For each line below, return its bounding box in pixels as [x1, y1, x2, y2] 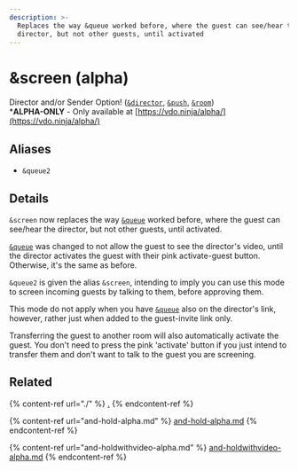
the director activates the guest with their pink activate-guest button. [9, 250, 261, 261]
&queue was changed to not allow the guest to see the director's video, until [9, 240, 284, 251]
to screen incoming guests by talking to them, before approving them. [9, 286, 264, 297]
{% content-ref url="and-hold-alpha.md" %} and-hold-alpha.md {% [9, 415, 258, 426]
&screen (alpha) [9, 67, 129, 88]
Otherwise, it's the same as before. [9, 259, 137, 271]
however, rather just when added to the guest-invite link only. [9, 312, 233, 324]
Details [9, 191, 49, 206]
